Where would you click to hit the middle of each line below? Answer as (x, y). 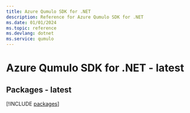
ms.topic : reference (32, 28)
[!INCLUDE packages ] (33, 104)
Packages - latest (39, 90)
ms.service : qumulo (30, 39)
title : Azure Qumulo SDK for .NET (49, 11)
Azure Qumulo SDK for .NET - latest (95, 68)
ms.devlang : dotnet (30, 34)
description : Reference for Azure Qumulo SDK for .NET (75, 17)
